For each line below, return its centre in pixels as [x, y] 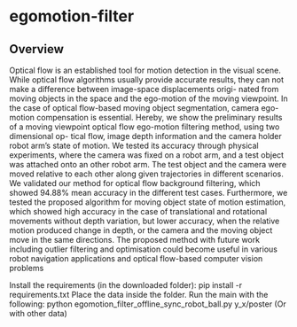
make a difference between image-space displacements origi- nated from [144, 89]
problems [27, 268]
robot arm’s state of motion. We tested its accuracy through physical [134, 145]
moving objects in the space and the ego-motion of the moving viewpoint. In [148, 98]
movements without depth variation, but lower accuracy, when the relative [145, 221]
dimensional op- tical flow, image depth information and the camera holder [145, 136]
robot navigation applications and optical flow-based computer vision [136, 258]
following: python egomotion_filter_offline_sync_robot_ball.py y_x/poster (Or [148, 304]
